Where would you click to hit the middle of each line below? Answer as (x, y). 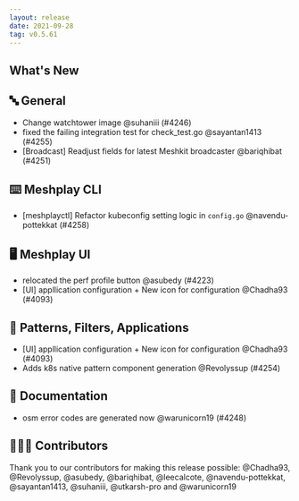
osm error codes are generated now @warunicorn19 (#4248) (134, 418)
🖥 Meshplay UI (50, 255)
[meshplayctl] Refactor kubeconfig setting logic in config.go (133, 216)
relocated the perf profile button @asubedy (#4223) (118, 280)
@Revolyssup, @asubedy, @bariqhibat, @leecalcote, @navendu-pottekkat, (147, 477)
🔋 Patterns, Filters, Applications (99, 327)
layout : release (39, 17)
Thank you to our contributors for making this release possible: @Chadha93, (150, 467)
